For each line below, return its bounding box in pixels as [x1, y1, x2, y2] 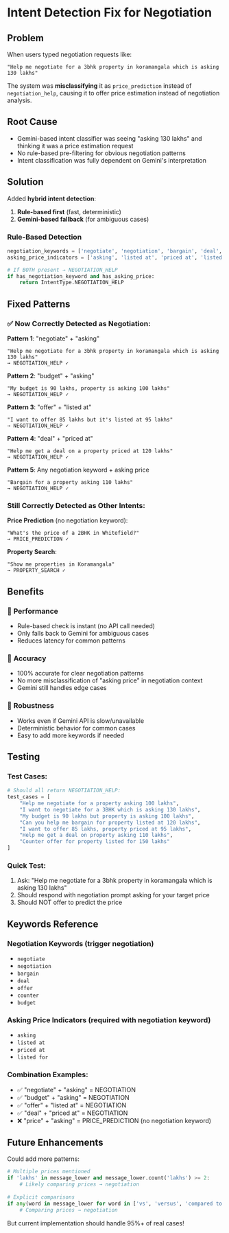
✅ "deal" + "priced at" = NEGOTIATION [16, 1109, 128, 1117]
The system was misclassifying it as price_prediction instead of [7, 82, 192, 90]
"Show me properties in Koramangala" [7, 561, 115, 568]
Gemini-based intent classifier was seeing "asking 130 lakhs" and [16, 134, 202, 142]
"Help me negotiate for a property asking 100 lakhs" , [19, 800, 180, 807]
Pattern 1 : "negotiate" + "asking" [7, 334, 100, 343]
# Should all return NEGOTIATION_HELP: [7, 787, 121, 794]
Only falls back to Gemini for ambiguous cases [16, 629, 149, 637]
